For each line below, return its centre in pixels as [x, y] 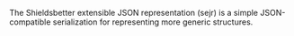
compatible [30, 22]
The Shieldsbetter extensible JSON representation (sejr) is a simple [134, 13]
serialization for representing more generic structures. [153, 22]
